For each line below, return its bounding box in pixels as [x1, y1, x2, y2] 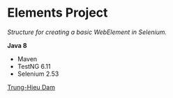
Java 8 [7, 41, 27, 49]
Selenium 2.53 [17, 70, 59, 78]
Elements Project [7, 5, 108, 21]
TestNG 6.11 [17, 62, 51, 70]
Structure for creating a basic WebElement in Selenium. [7, 28, 167, 36]
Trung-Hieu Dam [7, 83, 56, 91]
